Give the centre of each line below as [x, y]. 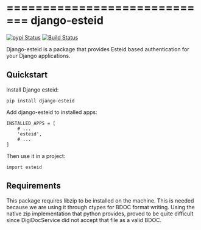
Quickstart [27, 75]
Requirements [33, 186]
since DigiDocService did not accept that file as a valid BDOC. [84, 220]
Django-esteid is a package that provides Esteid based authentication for [98, 49]
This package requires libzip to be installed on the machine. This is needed [100, 200]
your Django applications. [38, 56]
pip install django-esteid [41, 101]
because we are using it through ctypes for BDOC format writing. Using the [100, 207]
